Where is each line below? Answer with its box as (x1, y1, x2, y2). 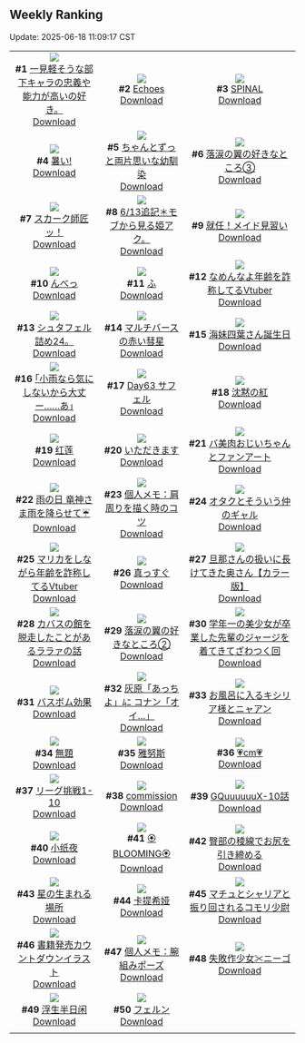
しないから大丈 (22, 386, 86, 399)
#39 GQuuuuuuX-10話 (190, 790, 290, 802)
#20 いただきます (103, 444, 180, 457)
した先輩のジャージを (199, 631, 290, 644)
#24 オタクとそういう (189, 495, 282, 507)
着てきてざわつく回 (199, 644, 281, 657)
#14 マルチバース (103, 321, 180, 334)
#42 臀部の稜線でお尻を (189, 834, 291, 847)
